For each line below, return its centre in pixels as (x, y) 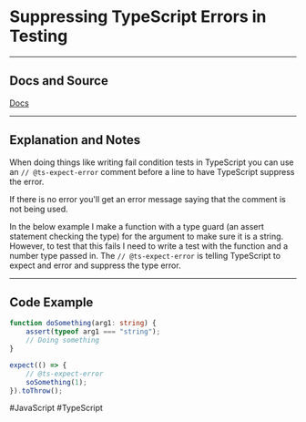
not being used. (39, 209)
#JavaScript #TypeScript (56, 408)
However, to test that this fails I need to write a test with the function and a (149, 246)
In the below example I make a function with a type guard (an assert (137, 226)
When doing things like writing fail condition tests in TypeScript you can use (152, 162)
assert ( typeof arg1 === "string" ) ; (93, 332)
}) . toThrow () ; (36, 391)
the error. (27, 181)
